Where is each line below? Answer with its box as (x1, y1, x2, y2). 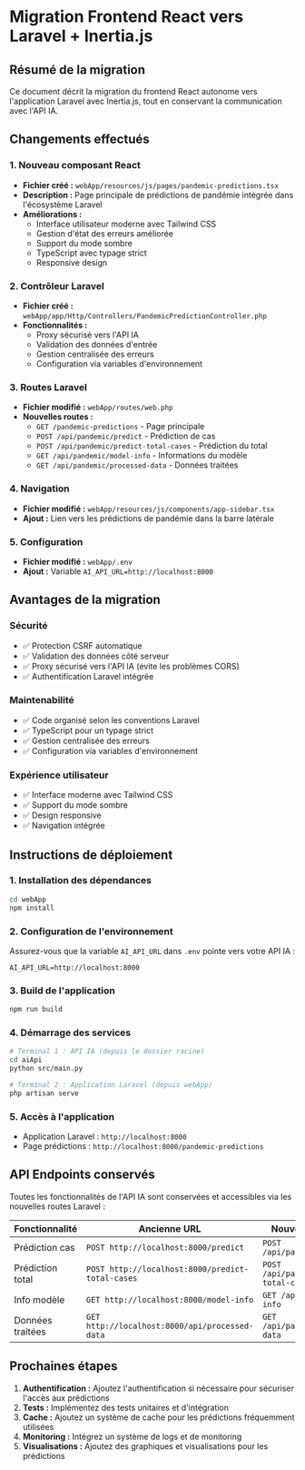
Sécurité (9, 619, 48, 632)
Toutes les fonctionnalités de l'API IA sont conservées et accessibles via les (9, 1191, 292, 1202)
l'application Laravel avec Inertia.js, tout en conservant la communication (9, 96, 283, 106)
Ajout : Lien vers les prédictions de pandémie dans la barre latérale (22, 512, 274, 524)
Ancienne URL (138, 1222, 202, 1234)
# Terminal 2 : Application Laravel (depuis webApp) (9, 1080, 213, 1089)
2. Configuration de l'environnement (9, 925, 174, 938)
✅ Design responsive (22, 810, 102, 821)
